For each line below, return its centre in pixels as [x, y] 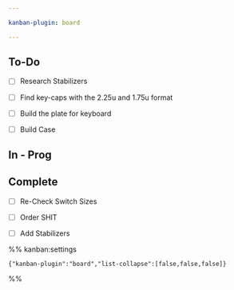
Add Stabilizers [45, 233]
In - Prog [30, 155]
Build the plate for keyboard [65, 113]
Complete [33, 182]
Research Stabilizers [54, 81]
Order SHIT [38, 217]
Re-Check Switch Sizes [58, 201]
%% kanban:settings [43, 249]
